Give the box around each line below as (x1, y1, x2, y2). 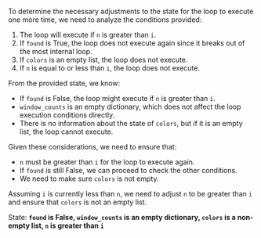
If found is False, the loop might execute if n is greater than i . (19, 94, 216, 103)
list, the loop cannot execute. (19, 127, 114, 136)
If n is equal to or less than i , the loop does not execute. (19, 63, 200, 73)
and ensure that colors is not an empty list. (8, 197, 147, 207)
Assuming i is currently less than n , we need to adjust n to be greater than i (8, 189, 252, 198)
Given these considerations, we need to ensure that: (8, 142, 177, 151)
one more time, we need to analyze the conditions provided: (8, 15, 202, 24)
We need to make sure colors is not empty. (19, 174, 159, 183)
